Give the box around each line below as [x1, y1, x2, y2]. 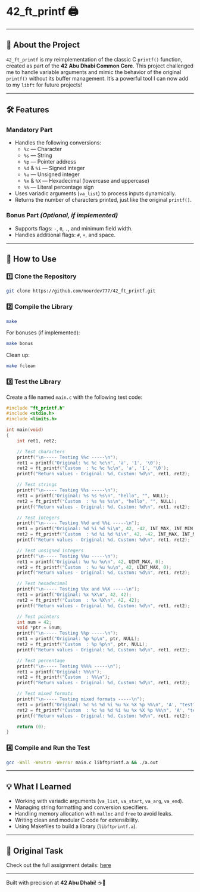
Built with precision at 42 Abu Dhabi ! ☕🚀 [6, 879, 106, 887]
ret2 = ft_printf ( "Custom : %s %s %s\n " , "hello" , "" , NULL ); [17, 498, 177, 505]
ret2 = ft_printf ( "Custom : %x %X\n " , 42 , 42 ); [17, 597, 140, 603]
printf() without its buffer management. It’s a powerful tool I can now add [6, 75, 189, 82]
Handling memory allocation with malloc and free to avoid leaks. [14, 810, 173, 817]
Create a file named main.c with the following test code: [6, 393, 143, 401]
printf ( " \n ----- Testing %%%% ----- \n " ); [17, 663, 121, 669]
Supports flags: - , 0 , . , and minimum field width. [14, 224, 133, 232]
